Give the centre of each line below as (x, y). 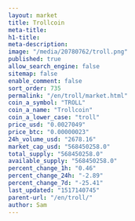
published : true (35, 60)
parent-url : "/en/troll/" (50, 197)
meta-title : (27, 30)
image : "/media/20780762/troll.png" (68, 52)
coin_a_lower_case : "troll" (54, 118)
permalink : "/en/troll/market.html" (68, 96)
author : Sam (27, 205)
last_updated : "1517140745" (54, 190)
